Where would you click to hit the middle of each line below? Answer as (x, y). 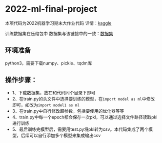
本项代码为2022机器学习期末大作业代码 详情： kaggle (58, 23)
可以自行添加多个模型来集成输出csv (65, 135)
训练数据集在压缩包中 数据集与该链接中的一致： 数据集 (59, 33)
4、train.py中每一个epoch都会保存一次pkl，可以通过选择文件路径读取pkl (85, 117)
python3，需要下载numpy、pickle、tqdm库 (49, 63)
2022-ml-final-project (51, 9)
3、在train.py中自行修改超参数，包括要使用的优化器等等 (68, 111)
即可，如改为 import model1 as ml (46, 105)
